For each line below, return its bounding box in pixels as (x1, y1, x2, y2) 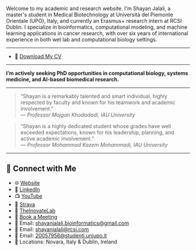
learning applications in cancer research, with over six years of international (6, 30, 188, 37)
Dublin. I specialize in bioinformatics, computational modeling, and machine (6, 23, 188, 30)
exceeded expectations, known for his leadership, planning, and (20, 129, 174, 136)
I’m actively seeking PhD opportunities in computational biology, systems (6, 70, 188, 77)
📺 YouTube (14, 192, 43, 200)
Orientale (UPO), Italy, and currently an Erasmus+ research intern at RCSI (6, 18, 182, 24)
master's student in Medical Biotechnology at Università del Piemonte (6, 11, 173, 18)
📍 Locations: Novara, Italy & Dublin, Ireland (14, 238, 118, 245)
